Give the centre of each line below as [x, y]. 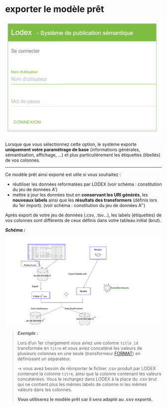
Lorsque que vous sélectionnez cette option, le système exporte [71, 144]
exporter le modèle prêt [55, 9]
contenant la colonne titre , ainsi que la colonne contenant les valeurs [89, 374]
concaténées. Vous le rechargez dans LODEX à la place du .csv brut [87, 379]
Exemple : [28, 333]
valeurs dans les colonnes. [45, 390]
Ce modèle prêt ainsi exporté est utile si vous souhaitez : [63, 174]
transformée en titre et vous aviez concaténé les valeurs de [80, 348]
